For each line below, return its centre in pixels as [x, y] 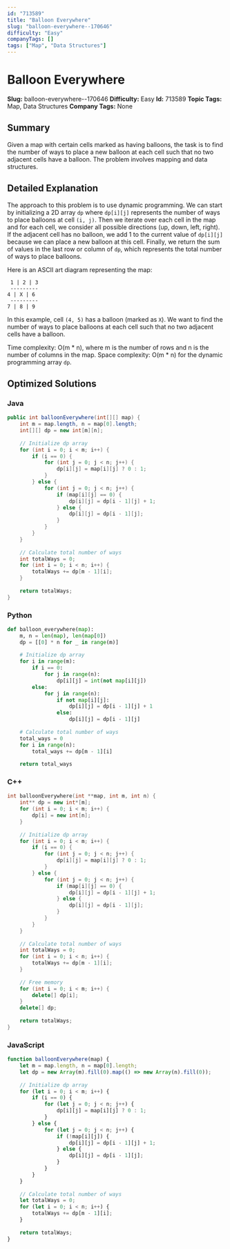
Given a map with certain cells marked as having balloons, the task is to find [115, 144]
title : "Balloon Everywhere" [49, 20]
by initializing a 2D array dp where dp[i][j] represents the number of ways [114, 212]
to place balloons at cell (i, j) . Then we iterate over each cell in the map [112, 220]
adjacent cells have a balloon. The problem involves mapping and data [107, 159]
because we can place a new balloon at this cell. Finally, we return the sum [114, 242]
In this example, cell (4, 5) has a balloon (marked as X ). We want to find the [115, 319]
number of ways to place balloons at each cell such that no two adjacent [111, 327]
